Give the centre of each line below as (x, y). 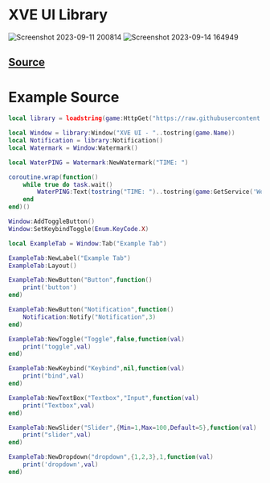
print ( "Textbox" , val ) (59, 405)
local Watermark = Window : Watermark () (73, 148)
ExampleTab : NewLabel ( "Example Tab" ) (70, 258)
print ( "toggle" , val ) (57, 347)
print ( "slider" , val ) (57, 435)
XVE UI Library (58, 15)
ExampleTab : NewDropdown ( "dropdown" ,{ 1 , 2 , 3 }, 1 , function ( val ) (111, 457)
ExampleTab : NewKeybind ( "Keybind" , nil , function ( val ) (96, 369)
